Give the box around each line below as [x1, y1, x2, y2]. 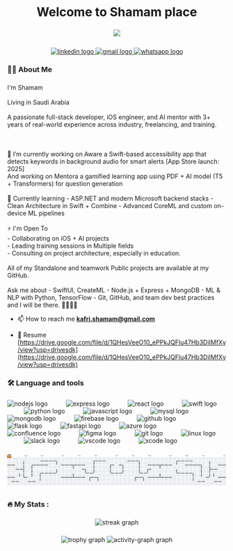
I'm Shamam [7, 83, 43, 91]
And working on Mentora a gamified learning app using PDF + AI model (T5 [7, 172, 223, 180]
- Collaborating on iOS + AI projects [7, 234, 110, 242]
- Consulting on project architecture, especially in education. [7, 248, 181, 257]
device [7, 209, 26, 217]
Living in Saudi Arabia [7, 98, 70, 106]
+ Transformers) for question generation [7, 179, 123, 188]
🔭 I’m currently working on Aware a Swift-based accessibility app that [7, 150, 207, 158]
